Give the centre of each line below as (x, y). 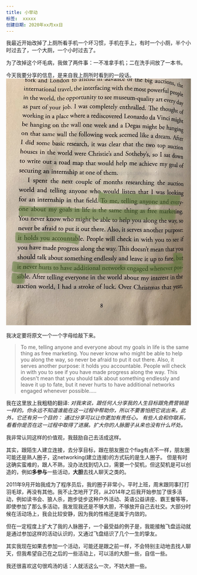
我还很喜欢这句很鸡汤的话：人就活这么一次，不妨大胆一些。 (78, 566)
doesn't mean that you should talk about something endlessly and (100, 378)
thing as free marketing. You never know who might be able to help (101, 354)
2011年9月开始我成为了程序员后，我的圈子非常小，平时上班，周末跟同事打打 (98, 485)
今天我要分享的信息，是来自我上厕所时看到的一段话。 (70, 75)
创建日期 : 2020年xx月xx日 (35, 25)
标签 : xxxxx (21, 19)
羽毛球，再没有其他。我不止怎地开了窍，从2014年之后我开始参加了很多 (92, 492)
